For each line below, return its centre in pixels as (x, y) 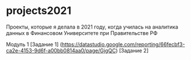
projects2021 (39, 11)
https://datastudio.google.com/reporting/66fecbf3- (123, 44)
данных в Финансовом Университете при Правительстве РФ (82, 33)
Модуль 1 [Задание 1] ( (34, 44)
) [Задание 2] (132, 50)
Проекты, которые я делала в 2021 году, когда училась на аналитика (92, 27)
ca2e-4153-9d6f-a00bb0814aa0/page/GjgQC (61, 50)
